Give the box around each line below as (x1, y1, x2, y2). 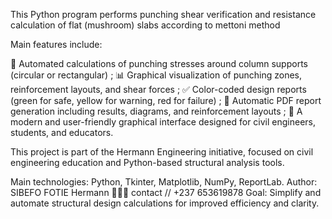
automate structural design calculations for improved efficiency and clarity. (10, 197, 320, 209)
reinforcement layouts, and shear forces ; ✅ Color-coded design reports (10, 84, 307, 95)
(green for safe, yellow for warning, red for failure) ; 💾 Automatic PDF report (10, 95, 322, 106)
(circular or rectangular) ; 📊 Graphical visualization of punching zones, (10, 69, 303, 81)
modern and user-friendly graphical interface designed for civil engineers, (10, 116, 317, 128)
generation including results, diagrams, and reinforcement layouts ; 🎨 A (10, 105, 303, 117)
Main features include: (10, 39, 103, 50)
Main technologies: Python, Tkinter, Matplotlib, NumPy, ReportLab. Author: (10, 176, 318, 188)
